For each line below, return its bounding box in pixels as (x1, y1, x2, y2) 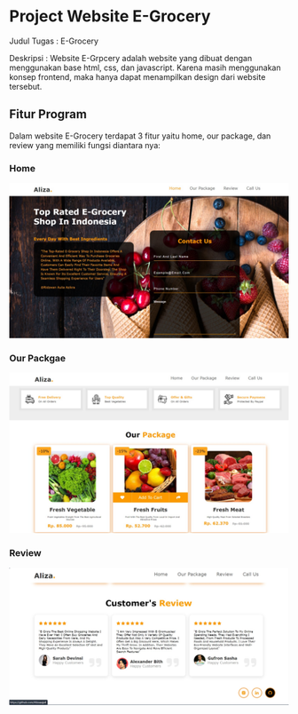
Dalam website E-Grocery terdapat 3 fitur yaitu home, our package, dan (9, 131, 271, 141)
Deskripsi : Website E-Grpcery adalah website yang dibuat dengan (9, 52, 253, 63)
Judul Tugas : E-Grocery (9, 36, 99, 46)
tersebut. (9, 81, 43, 91)
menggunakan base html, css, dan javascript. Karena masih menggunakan (9, 62, 281, 73)
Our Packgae (9, 352, 67, 364)
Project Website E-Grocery (9, 6, 211, 27)
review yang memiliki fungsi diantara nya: (9, 139, 161, 150)
